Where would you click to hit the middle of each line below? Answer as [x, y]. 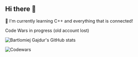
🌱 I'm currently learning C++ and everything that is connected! [69, 21]
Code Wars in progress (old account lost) [47, 30]
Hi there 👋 [21, 9]
